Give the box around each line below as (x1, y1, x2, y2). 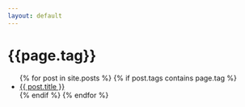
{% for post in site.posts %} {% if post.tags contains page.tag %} (19, 73, 238, 83)
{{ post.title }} (19, 81, 65, 91)
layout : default (7, 11, 62, 20)
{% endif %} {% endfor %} (19, 90, 109, 100)
